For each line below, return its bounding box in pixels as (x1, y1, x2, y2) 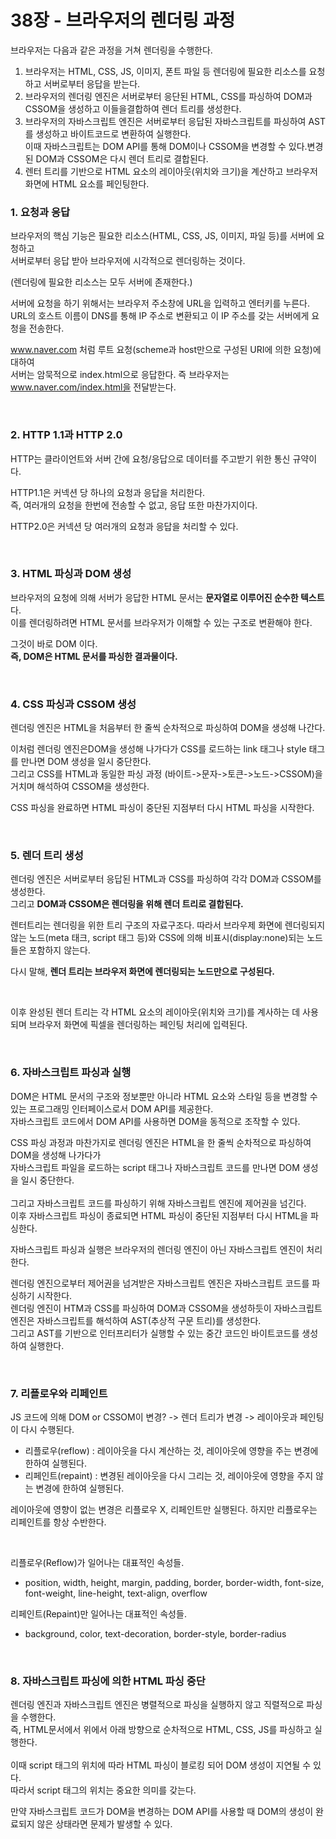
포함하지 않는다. (28, 944, 91, 956)
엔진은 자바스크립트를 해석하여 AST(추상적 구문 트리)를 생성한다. (10, 1314, 262, 1326)
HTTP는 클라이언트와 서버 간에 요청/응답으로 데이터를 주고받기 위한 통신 (10, 452, 291, 465)
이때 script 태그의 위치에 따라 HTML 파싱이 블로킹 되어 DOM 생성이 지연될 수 (10, 1759, 312, 1771)
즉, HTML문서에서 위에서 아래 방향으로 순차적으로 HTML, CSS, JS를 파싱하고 (10, 1724, 312, 1736)
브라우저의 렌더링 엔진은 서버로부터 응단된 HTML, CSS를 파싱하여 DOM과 (24, 90, 313, 102)
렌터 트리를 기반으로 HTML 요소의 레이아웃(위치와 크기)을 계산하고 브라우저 (24, 165, 318, 177)
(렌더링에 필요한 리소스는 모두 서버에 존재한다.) (10, 276, 193, 288)
